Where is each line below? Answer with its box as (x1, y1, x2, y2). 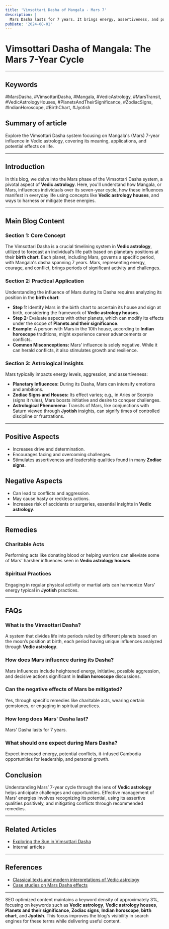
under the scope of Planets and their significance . (12, 320, 119, 326)
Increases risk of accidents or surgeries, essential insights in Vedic (12, 501, 152, 507)
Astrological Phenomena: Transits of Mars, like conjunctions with (12, 402, 149, 408)
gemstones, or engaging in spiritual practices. (5, 703, 101, 709)
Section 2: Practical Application (5, 277, 84, 284)
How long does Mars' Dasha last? (5, 715, 89, 722)
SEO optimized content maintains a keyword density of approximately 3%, (5, 896, 159, 902)
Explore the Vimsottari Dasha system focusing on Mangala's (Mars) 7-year (5, 132, 160, 138)
